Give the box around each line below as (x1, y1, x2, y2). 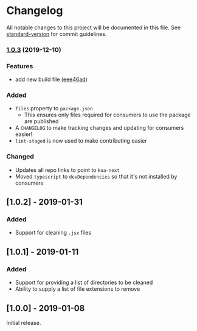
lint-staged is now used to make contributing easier (15, 137, 147, 144)
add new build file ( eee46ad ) (15, 76, 88, 83)
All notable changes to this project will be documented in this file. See (6, 24, 181, 31)
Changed (6, 152, 35, 161)
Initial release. (6, 319, 41, 326)
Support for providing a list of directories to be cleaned (15, 279, 153, 287)
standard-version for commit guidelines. (6, 30, 107, 37)
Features (6, 62, 33, 70)
